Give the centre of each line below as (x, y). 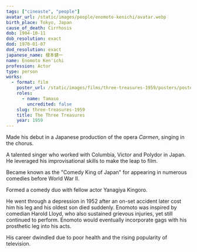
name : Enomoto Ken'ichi (35, 60)
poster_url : (31, 88)
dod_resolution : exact (34, 50)
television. (18, 244)
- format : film (30, 83)
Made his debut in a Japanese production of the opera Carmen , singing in (95, 137)
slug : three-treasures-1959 (51, 110)
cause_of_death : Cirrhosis (39, 28)
